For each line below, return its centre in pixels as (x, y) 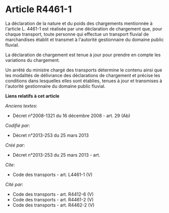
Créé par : (15, 145)
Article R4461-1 (38, 9)
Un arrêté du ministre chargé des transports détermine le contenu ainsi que (84, 70)
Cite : (10, 165)
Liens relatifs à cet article (32, 96)
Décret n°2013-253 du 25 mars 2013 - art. (56, 155)
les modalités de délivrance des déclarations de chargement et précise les (83, 75)
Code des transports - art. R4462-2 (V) (53, 205)
